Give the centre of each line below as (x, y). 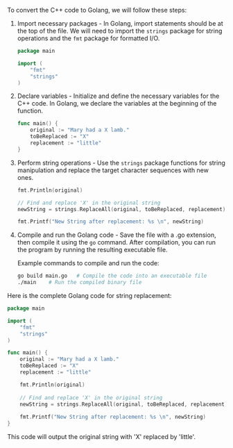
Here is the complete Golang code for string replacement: (89, 296)
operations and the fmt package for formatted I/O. (88, 38)
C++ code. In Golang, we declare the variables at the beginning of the (117, 103)
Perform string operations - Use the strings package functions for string (121, 163)
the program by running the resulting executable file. (92, 250)
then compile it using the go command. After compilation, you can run (116, 242)
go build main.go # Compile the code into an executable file (112, 276)
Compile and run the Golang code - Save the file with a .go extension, (116, 235)
